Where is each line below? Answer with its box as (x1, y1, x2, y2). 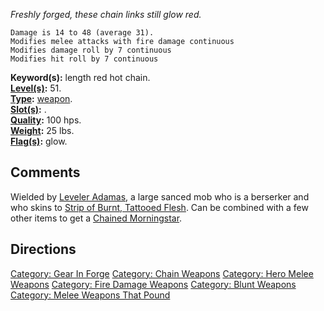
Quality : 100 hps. (10, 114, 82, 126)
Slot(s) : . (10, 104, 47, 115)
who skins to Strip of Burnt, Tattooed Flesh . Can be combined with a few (10, 201, 309, 213)
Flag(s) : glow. (10, 135, 68, 147)
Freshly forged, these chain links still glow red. (10, 9, 202, 20)
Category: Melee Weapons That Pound (10, 289, 171, 301)
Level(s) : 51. (10, 82, 62, 94)
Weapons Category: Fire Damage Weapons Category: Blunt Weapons (10, 278, 297, 290)
